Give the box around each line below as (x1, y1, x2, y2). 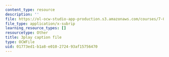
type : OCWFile (5, 40, 35, 45)
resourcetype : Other (5, 30, 49, 35)
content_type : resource (5, 7, 55, 12)
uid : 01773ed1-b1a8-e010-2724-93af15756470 (5, 44, 98, 49)
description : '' (5, 12, 39, 17)
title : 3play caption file (5, 35, 62, 40)
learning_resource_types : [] (5, 26, 66, 31)
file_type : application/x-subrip (5, 21, 75, 26)
